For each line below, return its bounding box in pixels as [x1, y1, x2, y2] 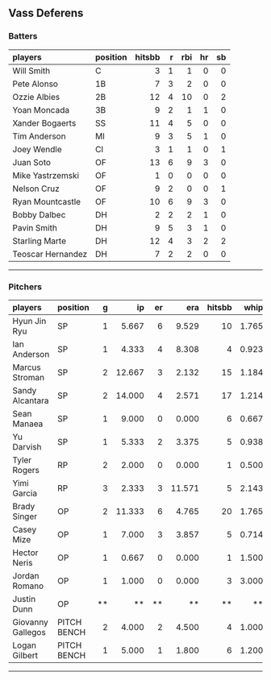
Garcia [12, 487, 38, 499]
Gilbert [12, 649, 39, 661]
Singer [12, 511, 38, 522]
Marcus [12, 362, 42, 373]
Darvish [12, 441, 42, 452]
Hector [12, 547, 39, 558]
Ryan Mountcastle [12, 196, 81, 207]
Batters [8, 31, 38, 42]
